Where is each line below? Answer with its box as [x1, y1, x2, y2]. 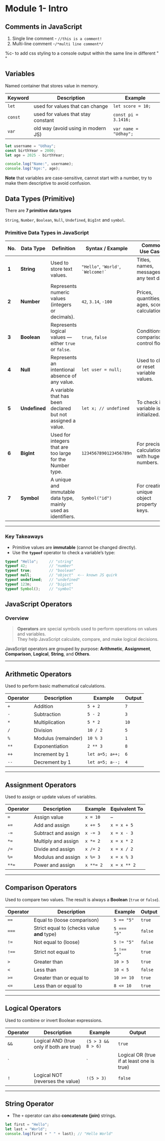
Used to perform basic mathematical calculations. [5, 683, 106, 689]
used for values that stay [33, 111, 91, 117]
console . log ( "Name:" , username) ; [5, 162, 74, 167]
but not [51, 411, 67, 418]
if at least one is [117, 1057, 155, 1064]
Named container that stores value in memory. [5, 83, 99, 88]
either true [51, 340, 76, 347]
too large [51, 450, 71, 457]
